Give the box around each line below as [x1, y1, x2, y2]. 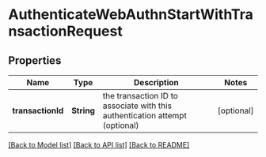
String [70, 105, 95, 116]
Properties [8, 54, 62, 67]
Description [133, 77, 180, 88]
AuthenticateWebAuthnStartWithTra [8, 6, 253, 24]
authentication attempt [102, 110, 188, 121]
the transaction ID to [102, 91, 178, 101]
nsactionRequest [8, 22, 123, 40]
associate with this [102, 100, 173, 111]
